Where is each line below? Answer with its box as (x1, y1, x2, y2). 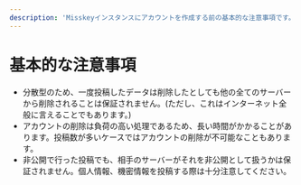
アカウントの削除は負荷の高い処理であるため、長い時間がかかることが (22, 120, 285, 131)
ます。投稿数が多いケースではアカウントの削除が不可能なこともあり (30, 132, 283, 143)
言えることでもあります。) (38, 109, 132, 120)
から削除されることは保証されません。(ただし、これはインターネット (22, 97, 279, 108)
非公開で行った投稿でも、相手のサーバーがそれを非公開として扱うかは (22, 154, 284, 165)
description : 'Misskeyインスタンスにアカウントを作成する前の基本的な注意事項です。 (9, 13, 296, 23)
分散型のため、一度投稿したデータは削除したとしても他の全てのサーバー (22, 87, 292, 97)
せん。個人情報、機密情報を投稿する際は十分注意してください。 (53, 165, 292, 176)
